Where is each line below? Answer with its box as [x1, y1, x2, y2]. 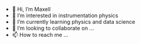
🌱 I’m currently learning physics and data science [11, 18, 136, 25]
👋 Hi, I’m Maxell [11, 6, 51, 12]
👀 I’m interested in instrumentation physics [11, 12, 119, 19]
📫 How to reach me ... [11, 32, 68, 38]
